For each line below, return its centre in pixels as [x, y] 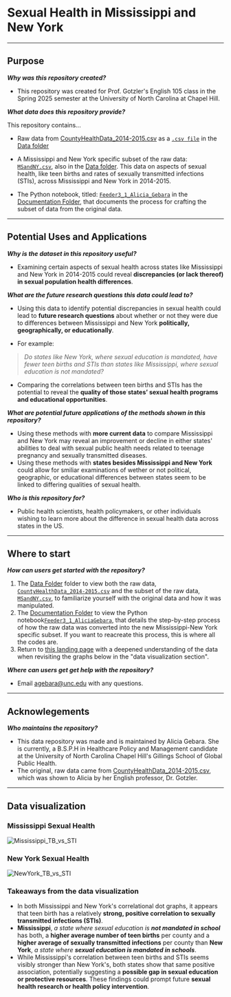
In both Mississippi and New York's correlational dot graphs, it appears [117, 906]
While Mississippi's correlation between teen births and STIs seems [113, 957]
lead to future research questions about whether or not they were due [117, 315]
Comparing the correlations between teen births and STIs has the [110, 385]
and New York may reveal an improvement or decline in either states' [115, 440]
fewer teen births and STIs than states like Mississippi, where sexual [121, 364]
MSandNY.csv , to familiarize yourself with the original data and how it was [119, 598]
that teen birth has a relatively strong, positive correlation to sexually [116, 914]
